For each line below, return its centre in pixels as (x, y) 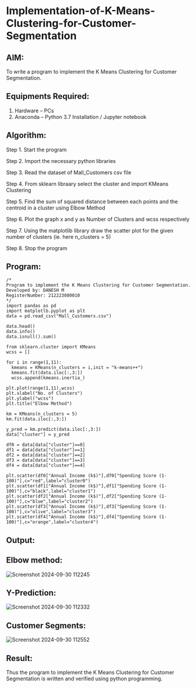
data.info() (21, 332)
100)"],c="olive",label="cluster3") (51, 512)
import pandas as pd (31, 306)
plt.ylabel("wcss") (30, 398)
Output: (21, 540)
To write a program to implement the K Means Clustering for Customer (92, 72)
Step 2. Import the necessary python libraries (61, 161)
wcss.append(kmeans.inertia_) (48, 378)
